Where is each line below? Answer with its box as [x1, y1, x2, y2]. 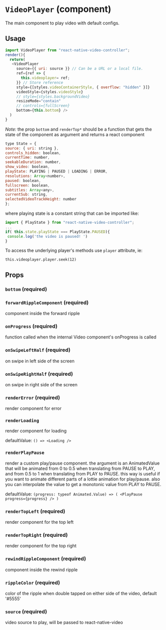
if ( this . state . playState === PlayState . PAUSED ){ [5, 229, 110, 234]
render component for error [5, 405, 62, 412]
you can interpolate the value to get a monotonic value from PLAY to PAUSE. [5, 481, 162, 487]
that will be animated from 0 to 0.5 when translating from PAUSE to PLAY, [5, 465, 155, 472]
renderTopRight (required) [5, 531, 68, 538]
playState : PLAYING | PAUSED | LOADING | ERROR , [5, 169, 108, 174]
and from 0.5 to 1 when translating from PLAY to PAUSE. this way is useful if [5, 471, 160, 476]
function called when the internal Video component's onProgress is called [5, 334, 157, 340]
